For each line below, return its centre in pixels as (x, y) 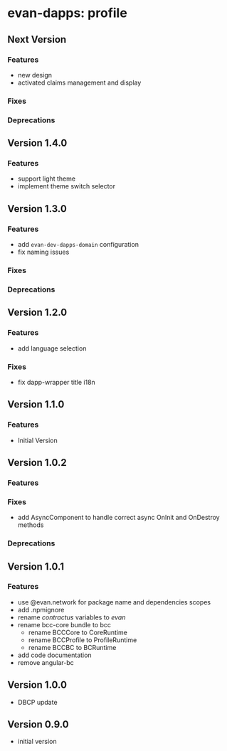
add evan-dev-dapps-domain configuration (78, 245)
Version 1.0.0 (37, 685)
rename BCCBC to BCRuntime (72, 647)
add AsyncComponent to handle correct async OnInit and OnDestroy (118, 518)
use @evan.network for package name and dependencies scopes (114, 602)
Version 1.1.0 (36, 404)
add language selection (52, 348)
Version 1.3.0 (37, 209)
